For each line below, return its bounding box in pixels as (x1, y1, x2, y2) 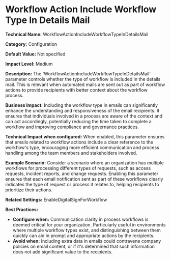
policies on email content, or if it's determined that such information (12, 243, 155, 249)
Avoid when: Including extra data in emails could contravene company (12, 238, 161, 244)
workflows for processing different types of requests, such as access (5, 165, 151, 171)
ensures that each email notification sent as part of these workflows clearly (5, 176, 163, 182)
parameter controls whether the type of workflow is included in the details (5, 76, 161, 82)
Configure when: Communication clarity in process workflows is (12, 216, 149, 222)
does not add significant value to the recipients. (12, 248, 113, 255)
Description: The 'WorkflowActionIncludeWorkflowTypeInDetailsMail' (5, 70, 151, 77)
